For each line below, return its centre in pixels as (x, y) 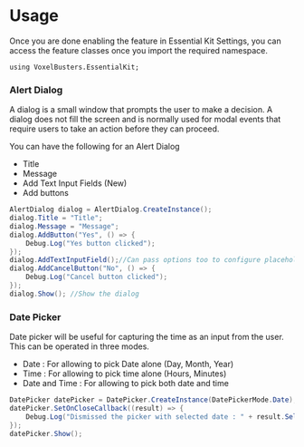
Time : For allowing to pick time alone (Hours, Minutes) (124, 374)
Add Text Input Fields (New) (75, 183)
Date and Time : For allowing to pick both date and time (125, 384)
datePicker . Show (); (46, 433)
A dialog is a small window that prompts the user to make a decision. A (141, 110)
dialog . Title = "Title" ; (56, 219)
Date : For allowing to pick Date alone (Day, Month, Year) (128, 364)
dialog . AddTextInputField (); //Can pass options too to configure (135, 260)
